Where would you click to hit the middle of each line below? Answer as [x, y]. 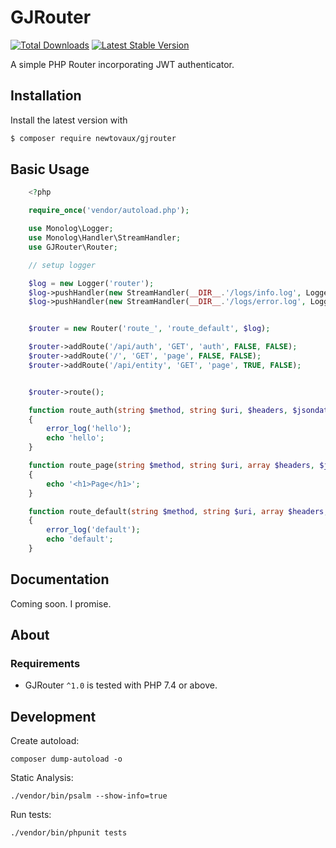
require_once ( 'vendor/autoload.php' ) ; [109, 211]
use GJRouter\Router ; [73, 247]
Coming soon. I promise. [61, 603]
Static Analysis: [42, 778]
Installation [46, 96]
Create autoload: [45, 741]
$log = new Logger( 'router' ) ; [91, 283]
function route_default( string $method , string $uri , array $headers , [178, 511]
